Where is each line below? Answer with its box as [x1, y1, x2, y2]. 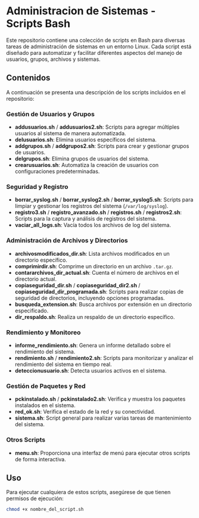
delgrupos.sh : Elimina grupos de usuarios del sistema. [14, 155, 150, 162]
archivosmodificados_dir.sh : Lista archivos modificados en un [14, 250, 170, 257]
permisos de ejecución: [6, 495, 64, 502]
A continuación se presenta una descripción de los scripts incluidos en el [6, 88, 186, 96]
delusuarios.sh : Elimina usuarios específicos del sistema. [14, 136, 157, 144]
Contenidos [6, 73, 51, 83]
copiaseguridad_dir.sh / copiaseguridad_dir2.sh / [14, 281, 141, 289]
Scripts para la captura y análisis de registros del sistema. [14, 215, 157, 222]
